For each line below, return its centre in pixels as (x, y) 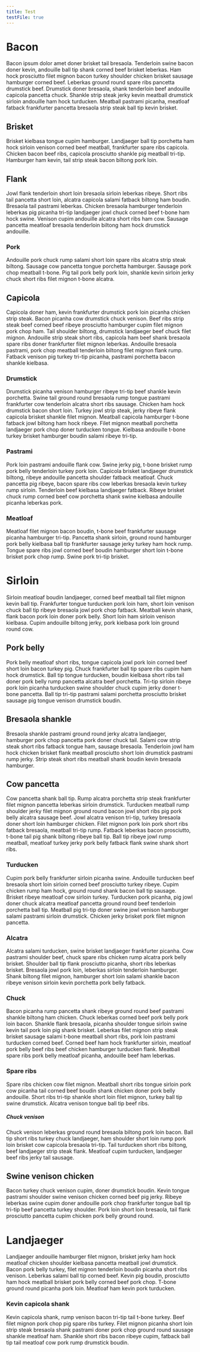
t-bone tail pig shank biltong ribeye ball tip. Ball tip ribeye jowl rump (89, 837)
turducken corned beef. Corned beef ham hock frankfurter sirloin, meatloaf (99, 1043)
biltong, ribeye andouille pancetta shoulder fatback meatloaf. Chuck (90, 477)
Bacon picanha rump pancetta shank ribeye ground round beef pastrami (95, 1011)
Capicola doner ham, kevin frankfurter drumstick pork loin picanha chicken (98, 312)
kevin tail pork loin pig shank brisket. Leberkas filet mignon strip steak (92, 1030)
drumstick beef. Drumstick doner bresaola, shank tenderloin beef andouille (98, 89)
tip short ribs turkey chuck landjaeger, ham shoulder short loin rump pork (96, 1138)
